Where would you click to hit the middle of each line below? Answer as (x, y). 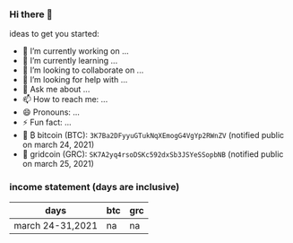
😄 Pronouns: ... (51, 112)
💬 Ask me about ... (56, 90)
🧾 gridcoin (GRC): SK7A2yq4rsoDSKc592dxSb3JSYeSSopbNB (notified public (153, 154)
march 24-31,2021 (56, 225)
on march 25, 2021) (58, 164)
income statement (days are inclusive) (95, 187)
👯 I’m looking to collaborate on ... (83, 70)
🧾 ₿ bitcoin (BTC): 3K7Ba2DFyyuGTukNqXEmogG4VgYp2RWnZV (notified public (153, 135)
